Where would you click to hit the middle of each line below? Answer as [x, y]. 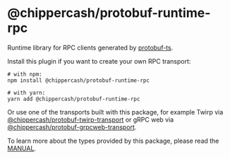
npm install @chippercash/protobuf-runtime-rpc [79, 80]
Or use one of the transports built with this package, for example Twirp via [115, 112]
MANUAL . [22, 148]
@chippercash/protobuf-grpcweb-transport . [72, 127]
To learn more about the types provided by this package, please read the [113, 141]
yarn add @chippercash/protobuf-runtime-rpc [74, 99]
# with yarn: [26, 93]
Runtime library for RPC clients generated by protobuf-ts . [90, 47]
